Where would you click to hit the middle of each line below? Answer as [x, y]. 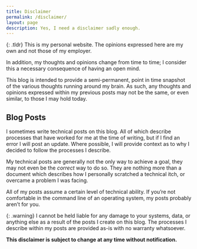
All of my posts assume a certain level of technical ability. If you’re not [91, 192]
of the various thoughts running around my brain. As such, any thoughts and [98, 87]
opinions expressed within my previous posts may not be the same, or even [98, 92]
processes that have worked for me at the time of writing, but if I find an [93, 138]
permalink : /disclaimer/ [36, 17]
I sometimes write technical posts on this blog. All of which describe [89, 132]
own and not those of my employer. [49, 51]
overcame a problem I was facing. [47, 181]
